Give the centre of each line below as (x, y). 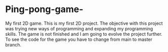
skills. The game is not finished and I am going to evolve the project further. (84, 34)
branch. (13, 44)
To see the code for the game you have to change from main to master (79, 39)
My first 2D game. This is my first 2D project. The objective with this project (84, 23)
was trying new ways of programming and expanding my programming (79, 28)
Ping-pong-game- (44, 9)
